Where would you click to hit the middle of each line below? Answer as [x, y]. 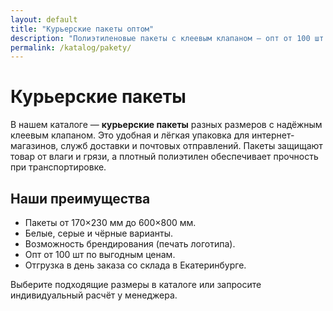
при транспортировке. [58, 167]
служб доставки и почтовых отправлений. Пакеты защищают [191, 146]
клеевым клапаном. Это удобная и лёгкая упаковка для [130, 135]
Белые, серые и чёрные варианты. [99, 233]
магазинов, [34, 146]
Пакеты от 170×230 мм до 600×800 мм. [110, 222]
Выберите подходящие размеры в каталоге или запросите [136, 284]
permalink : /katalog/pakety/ [71, 47]
